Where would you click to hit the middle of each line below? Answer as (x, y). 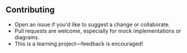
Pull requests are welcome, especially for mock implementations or (98, 31)
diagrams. (27, 37)
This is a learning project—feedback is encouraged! (79, 43)
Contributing (30, 10)
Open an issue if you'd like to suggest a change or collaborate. (92, 24)
